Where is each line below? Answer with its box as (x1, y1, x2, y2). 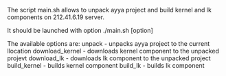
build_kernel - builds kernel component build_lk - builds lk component (7, 62, 205, 69)
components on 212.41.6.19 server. (7, 13, 105, 21)
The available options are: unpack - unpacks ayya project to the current (7, 40, 210, 47)
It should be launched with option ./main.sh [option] (7, 27, 153, 34)
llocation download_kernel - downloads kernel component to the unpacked (7, 47, 220, 55)
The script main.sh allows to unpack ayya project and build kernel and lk (7, 6, 212, 14)
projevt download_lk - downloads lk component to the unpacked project (7, 54, 211, 62)
